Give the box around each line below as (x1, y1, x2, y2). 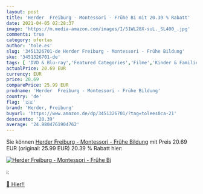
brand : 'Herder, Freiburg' (6, 104, 74, 111)
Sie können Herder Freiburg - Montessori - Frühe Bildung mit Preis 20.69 (6, 138, 187, 145)
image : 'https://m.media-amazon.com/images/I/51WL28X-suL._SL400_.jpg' (6, 25, 190, 32)
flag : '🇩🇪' (6, 99, 36, 105)
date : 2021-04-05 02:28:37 (6, 20, 74, 26)
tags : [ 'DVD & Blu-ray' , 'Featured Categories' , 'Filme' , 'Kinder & (6, 59, 177, 65)
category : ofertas (6, 37, 53, 43)
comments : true (6, 32, 45, 38)
